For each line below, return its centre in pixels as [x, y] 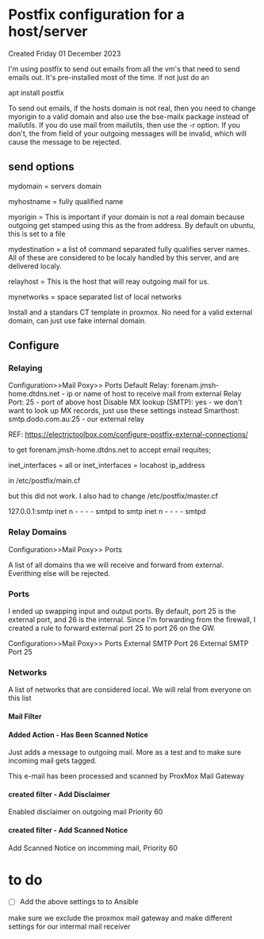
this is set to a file [37, 234]
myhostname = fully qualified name [66, 201]
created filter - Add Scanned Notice [68, 830]
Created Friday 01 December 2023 [65, 53]
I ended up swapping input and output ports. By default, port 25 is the [122, 611]
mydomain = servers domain [55, 186]
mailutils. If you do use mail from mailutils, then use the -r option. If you [124, 125]
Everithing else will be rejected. [59, 573]
